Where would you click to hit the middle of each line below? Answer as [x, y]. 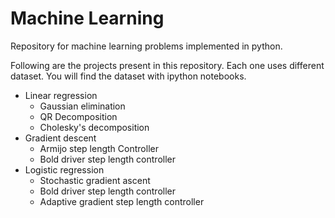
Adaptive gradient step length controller [122, 201]
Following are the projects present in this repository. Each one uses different [167, 65]
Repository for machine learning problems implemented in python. [146, 46]
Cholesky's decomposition [94, 127]
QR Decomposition [78, 116]
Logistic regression [64, 169]
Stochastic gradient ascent [95, 180]
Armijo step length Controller [99, 148]
